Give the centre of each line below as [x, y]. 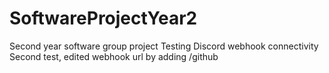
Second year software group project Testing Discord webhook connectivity [164, 46]
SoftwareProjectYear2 [103, 18]
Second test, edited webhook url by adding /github [114, 56]
